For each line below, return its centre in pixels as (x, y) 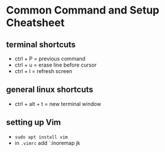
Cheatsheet (35, 23)
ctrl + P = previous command (50, 59)
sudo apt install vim (41, 137)
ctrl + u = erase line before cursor (56, 65)
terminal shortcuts (41, 44)
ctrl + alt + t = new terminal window (58, 104)
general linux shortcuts (50, 90)
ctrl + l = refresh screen (43, 71)
